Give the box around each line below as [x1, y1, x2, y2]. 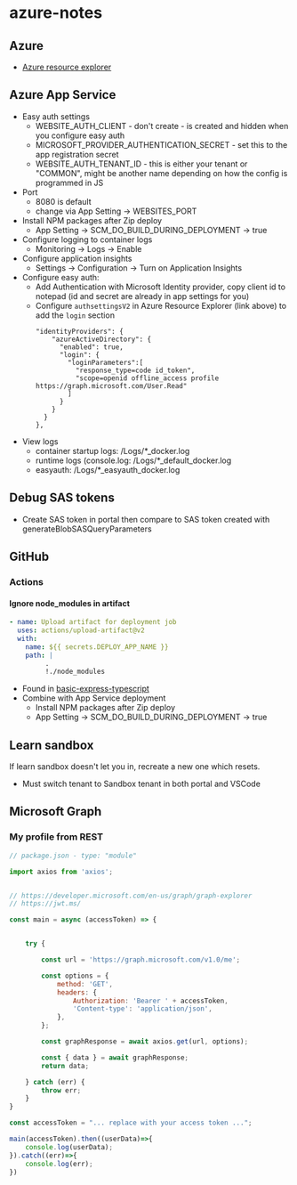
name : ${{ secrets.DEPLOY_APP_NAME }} [25, 642, 169, 652]
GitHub [9, 549, 50, 564]
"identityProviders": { [35, 327, 124, 336]
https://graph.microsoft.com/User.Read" [35, 381, 188, 390]
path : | [25, 651, 53, 660]
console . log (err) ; [25, 1159, 93, 1168]
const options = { [41, 971, 109, 980]
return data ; [41, 1061, 90, 1070]
